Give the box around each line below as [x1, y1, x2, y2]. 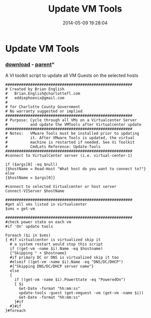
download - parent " [5, 61, 55, 68]
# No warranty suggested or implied [5, 109, 83, 114]
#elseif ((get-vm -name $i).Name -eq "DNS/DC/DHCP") [10, 259, 124, 265]
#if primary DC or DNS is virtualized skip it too [10, 255, 119, 260]
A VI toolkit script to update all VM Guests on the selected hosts [5, 72, 138, 78]
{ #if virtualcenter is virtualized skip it [5, 237, 101, 243]
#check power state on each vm [5, 220, 71, 225]
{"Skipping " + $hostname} [10, 251, 67, 256]
